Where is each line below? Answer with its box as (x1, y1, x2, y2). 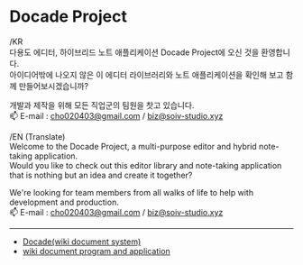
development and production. (9, 196, 119, 207)
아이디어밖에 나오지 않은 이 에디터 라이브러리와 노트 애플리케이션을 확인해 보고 (9, 69, 284, 80)
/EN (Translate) (9, 131, 66, 142)
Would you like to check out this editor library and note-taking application (9, 160, 282, 170)
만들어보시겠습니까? (18, 80, 88, 91)
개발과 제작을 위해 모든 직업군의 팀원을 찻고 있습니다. (9, 99, 195, 110)
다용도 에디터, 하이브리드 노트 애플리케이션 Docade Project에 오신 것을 (9, 47, 260, 58)
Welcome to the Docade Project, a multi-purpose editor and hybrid (9, 141, 257, 151)
